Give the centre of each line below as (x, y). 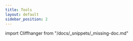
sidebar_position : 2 (27, 19)
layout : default (22, 14)
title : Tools (19, 10)
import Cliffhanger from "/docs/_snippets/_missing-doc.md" (67, 33)
